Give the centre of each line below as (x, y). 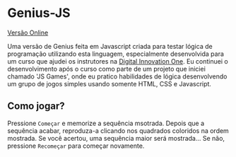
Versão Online (28, 33)
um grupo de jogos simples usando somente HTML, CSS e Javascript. (110, 83)
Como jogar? (36, 106)
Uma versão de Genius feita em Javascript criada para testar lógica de (110, 46)
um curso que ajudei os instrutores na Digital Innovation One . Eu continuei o (118, 61)
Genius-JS (39, 13)
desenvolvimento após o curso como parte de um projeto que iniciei (107, 69)
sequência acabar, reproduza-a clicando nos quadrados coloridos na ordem (118, 130)
